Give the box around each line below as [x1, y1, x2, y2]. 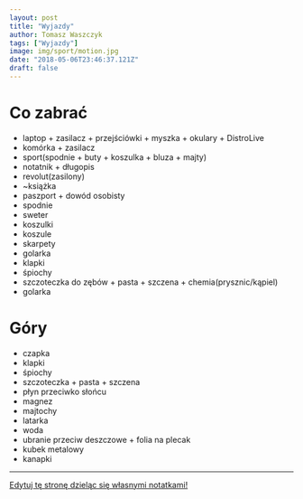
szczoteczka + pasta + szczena [22, 376, 141, 387]
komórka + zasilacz [22, 142, 96, 153]
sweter [22, 209, 49, 220]
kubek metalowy [22, 444, 84, 455]
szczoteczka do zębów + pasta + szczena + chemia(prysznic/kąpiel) [22, 277, 279, 287]
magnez [22, 395, 53, 407]
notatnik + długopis [22, 161, 95, 172]
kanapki [22, 453, 52, 464]
